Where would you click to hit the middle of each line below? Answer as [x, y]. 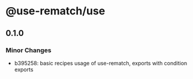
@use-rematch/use [55, 11]
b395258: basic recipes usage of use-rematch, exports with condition [101, 63]
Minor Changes [28, 50]
